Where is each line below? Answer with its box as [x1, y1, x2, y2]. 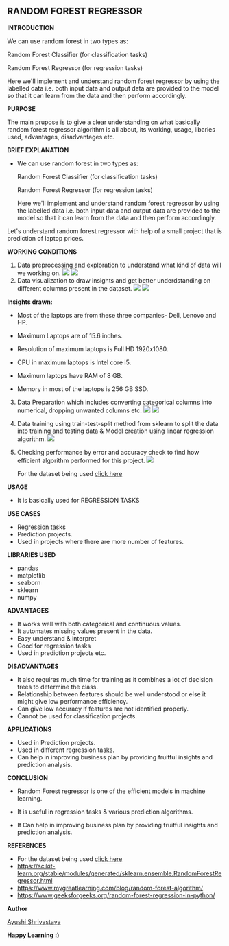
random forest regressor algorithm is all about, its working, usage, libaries [7, 125, 216, 133]
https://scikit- [16, 862, 56, 870]
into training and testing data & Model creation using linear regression [16, 427, 215, 435]
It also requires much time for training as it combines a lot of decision [16, 675, 213, 683]
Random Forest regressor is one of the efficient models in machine [16, 787, 206, 795]
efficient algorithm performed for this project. [16, 456, 145, 464]
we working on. [16, 269, 61, 277]
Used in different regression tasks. [16, 746, 115, 754]
